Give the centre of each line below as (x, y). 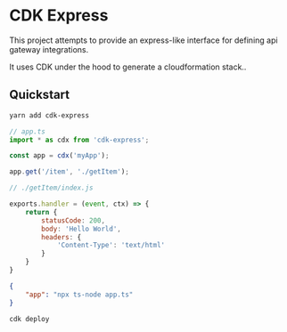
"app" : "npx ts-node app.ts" (79, 295)
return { (41, 212)
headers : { (61, 237)
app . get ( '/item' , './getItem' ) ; (69, 172)
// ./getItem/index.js (51, 188)
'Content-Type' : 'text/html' (111, 246)
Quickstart (40, 95)
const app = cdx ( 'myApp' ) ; (59, 156)
